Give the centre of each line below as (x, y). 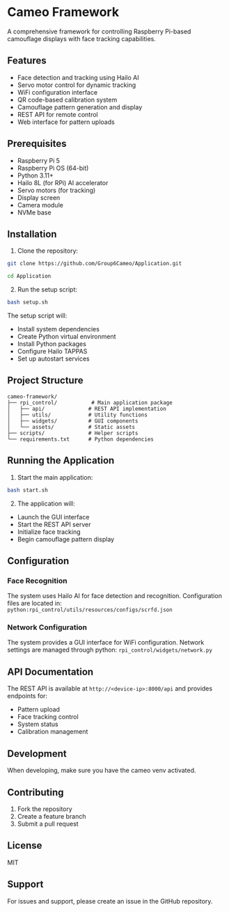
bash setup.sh (28, 302)
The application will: (46, 503)
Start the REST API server (54, 524)
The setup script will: (37, 315)
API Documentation (50, 671)
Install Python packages (52, 344)
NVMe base (34, 212)
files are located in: (35, 604)
